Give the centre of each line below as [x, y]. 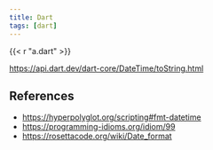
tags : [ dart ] [33, 26]
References [42, 95]
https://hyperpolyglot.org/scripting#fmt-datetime [111, 117]
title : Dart [31, 17]
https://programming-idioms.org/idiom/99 [99, 127]
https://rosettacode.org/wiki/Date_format [97, 136]
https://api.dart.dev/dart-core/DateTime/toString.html [106, 68]
